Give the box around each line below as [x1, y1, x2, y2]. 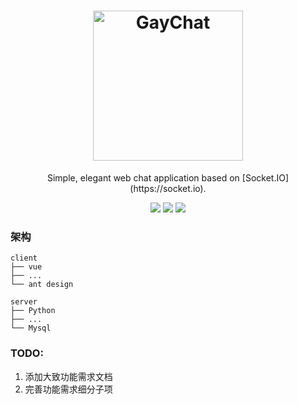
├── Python [10, 306, 56, 316]
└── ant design [10, 280, 74, 290]
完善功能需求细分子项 [24, 383, 113, 395]
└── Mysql [10, 323, 52, 334]
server [10, 297, 38, 307]
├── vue [10, 262, 43, 272]
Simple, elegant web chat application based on [46, 171, 240, 184]
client [10, 253, 38, 264]
